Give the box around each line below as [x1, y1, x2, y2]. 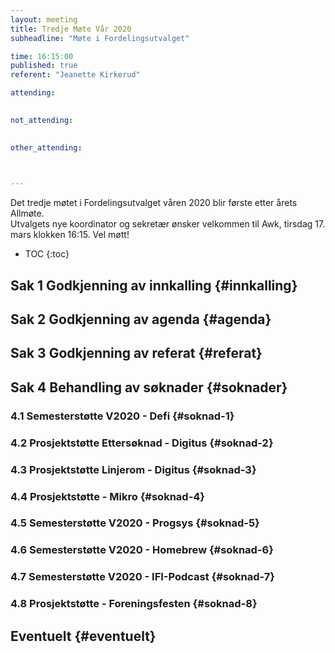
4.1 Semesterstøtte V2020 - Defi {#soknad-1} [10, 409, 235, 423]
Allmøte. [10, 207, 45, 220]
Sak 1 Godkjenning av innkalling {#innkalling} [10, 277, 298, 294]
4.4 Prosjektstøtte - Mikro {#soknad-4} [10, 489, 206, 503]
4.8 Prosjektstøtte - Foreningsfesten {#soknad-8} [10, 597, 258, 611]
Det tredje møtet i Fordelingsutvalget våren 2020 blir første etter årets [10, 197, 298, 209]
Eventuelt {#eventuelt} [10, 627, 157, 645]
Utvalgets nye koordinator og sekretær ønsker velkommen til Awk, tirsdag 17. [10, 218, 326, 230]
